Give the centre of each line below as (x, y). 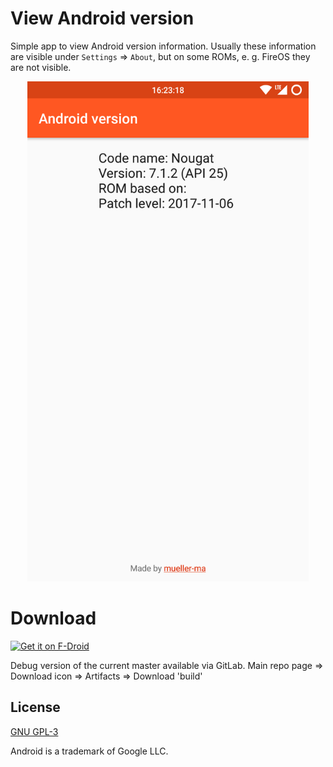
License (35, 707)
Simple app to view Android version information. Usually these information (163, 46)
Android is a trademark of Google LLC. (89, 751)
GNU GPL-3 (34, 731)
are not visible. (41, 67)
